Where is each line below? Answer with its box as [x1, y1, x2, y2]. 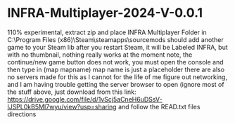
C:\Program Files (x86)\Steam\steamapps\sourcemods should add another [7, 35, 224, 43]
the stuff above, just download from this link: [7, 88, 136, 96]
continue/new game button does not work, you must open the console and [7, 57, 224, 66]
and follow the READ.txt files [118, 102, 201, 111]
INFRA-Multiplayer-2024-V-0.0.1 [7, 5, 203, 21]
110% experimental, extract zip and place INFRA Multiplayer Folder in [7, 28, 208, 36]
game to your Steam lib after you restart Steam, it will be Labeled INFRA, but [7, 43, 229, 51]
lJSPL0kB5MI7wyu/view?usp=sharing [7, 102, 118, 111]
